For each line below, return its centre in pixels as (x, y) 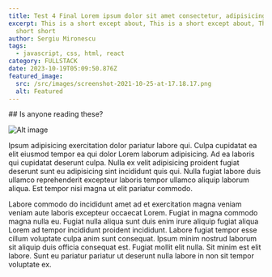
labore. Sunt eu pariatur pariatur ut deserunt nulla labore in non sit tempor (132, 256)
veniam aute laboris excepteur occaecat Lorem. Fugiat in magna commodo (133, 213)
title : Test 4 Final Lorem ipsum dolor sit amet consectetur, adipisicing (137, 16)
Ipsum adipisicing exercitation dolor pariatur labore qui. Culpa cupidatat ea (133, 146)
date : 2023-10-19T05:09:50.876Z (63, 69)
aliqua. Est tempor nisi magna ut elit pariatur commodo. (100, 189)
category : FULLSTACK (43, 62)
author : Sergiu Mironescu (52, 38)
